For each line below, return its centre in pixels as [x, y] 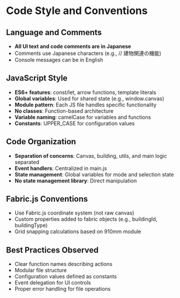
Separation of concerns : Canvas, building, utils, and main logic [91, 155]
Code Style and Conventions [77, 11]
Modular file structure [41, 271]
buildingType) [31, 226]
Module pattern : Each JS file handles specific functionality [85, 105]
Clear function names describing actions [63, 264]
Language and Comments [54, 32]
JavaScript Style [37, 78]
